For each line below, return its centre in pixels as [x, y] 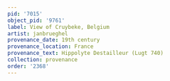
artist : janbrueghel [38, 33]
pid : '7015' [25, 14]
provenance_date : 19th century [54, 40]
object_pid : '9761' [36, 20]
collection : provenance [43, 60]
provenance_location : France [51, 46]
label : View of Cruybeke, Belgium [59, 27]
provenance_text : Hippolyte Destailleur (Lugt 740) [85, 54]
